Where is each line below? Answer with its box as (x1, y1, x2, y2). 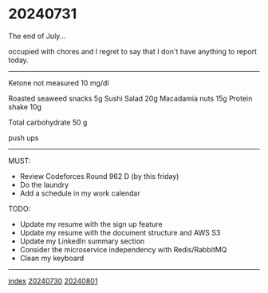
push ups (8, 133, 39, 142)
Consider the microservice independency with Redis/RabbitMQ (19, 244, 227, 254)
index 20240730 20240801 (8, 276, 98, 286)
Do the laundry (19, 180, 69, 189)
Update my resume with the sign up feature (19, 219, 163, 228)
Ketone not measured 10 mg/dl (8, 77, 109, 88)
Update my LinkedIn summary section (19, 236, 145, 246)
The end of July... (8, 31, 66, 41)
